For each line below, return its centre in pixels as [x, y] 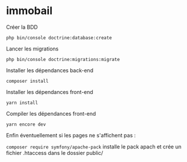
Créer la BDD [22, 27]
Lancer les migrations [32, 49]
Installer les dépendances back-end [50, 70]
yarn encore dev [26, 124]
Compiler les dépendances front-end [51, 113]
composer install [27, 81]
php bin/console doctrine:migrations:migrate [63, 59]
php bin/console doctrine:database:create [59, 38]
